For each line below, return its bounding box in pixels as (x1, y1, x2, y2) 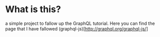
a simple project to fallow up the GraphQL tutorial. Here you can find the (5, 20, 155, 26)
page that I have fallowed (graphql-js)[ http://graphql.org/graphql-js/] (5, 25, 148, 31)
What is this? (5, 4, 62, 15)
